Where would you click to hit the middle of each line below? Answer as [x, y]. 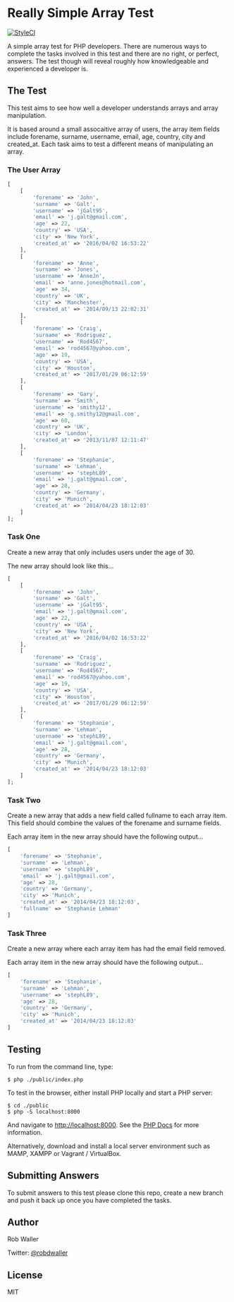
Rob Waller [23, 1239]
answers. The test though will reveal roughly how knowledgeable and [108, 61]
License [25, 1275]
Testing [24, 1050]
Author [23, 1222]
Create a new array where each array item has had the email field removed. [117, 949]
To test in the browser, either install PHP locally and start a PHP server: [110, 1093]
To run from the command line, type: [61, 1066]
